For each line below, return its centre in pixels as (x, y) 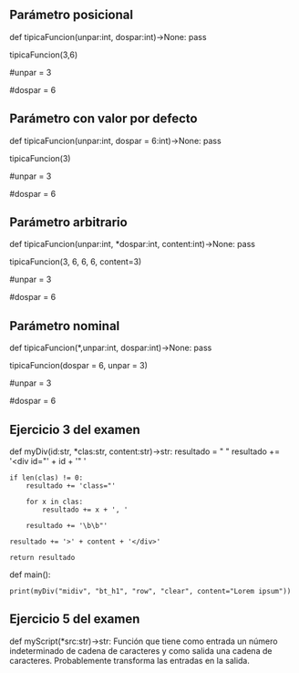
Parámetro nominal (65, 326)
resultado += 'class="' (71, 486)
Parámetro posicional (72, 15)
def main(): (30, 575)
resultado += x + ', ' (85, 510)
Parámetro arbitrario (68, 223)
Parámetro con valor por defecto (103, 119)
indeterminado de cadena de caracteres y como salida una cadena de (141, 650)
